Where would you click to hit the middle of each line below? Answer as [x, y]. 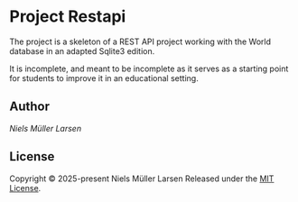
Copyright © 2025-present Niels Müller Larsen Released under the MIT [142, 179]
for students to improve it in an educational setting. [104, 78]
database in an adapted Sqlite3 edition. [82, 50]
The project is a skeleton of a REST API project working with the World [140, 41]
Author [29, 107]
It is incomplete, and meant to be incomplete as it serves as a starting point [149, 69]
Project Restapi [68, 17]
